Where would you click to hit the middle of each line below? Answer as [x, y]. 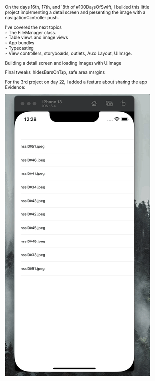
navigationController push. [32, 17]
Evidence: [15, 87]
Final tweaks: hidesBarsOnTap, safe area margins [55, 72]
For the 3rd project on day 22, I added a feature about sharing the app [76, 82]
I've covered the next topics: [34, 27]
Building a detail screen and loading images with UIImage [63, 63]
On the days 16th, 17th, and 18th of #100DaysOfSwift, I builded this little [77, 7]
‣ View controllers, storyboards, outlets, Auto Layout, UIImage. [69, 53]
